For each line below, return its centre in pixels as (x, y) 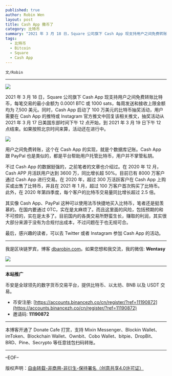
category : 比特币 (23, 29)
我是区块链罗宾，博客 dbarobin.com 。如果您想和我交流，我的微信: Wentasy (85, 249)
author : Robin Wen (25, 15)
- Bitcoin (20, 48)
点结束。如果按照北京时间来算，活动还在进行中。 (57, 129)
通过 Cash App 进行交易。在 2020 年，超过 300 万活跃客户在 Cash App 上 (83, 180)
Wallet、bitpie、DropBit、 (128, 336)
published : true (23, 10)
